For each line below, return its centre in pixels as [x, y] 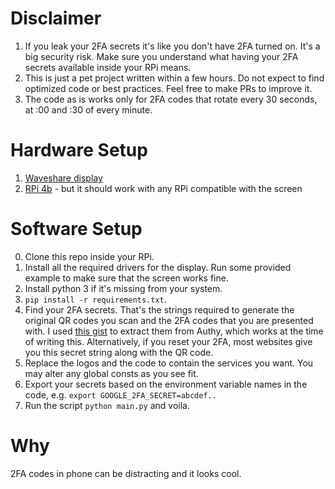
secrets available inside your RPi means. [108, 67]
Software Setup [76, 229]
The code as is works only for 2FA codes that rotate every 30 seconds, [171, 99]
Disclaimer [56, 18]
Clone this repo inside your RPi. [89, 256]
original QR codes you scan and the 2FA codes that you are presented [169, 320]
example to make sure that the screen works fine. [126, 278]
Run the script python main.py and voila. [107, 405]
